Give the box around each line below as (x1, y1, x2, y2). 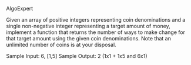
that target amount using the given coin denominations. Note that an (6, 35, 172, 42)
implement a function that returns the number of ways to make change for (6, 29, 185, 36)
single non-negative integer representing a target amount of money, (6, 23, 170, 29)
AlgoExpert (6, 5, 33, 12)
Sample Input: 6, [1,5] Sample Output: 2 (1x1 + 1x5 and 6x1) (6, 53, 148, 59)
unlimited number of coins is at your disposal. (6, 41, 116, 48)
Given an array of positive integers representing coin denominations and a (6, 16, 186, 23)
